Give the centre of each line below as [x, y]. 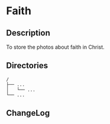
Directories [27, 66]
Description [28, 33]
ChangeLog [28, 113]
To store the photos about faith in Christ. [55, 47]
